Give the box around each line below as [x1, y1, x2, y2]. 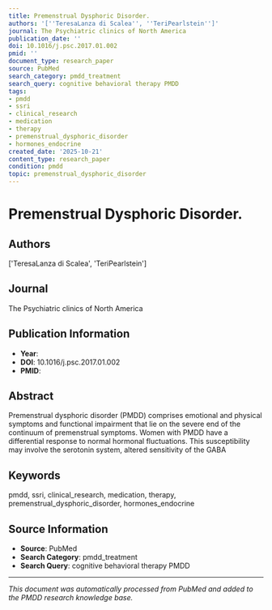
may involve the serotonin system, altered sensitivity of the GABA [8, 445, 227, 454]
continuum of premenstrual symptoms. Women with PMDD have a [8, 428, 228, 437]
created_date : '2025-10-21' [8, 147, 104, 156]
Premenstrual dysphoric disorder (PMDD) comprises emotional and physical [8, 411, 262, 420]
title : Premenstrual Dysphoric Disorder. [8, 11, 151, 20]
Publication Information [8, 327, 130, 341]
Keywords [8, 468, 61, 482]
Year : [19, 348, 39, 358]
